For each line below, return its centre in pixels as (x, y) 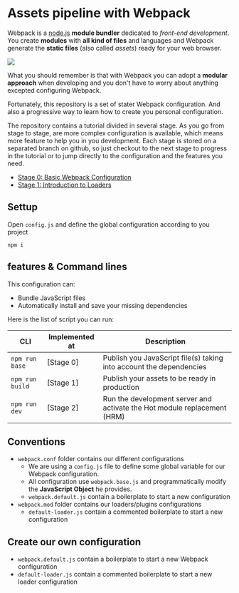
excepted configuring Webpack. (54, 90)
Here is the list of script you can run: (61, 319)
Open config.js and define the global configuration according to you (108, 224)
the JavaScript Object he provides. (80, 489)
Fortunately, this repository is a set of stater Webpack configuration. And (114, 104)
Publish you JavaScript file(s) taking (163, 358)
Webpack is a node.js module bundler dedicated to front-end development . (118, 33)
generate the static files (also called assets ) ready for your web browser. (115, 48)
